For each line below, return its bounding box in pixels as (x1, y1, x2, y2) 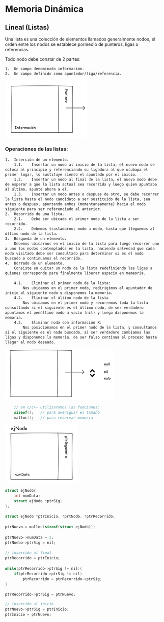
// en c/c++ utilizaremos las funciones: (14, 405, 100, 410)
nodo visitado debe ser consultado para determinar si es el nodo (5, 251, 144, 256)
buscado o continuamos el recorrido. (5, 256, 82, 261)
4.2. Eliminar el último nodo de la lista (14, 295, 109, 300)
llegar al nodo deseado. (5, 340, 56, 345)
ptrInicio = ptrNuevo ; (5, 612, 52, 617)
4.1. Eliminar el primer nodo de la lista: (14, 281, 111, 286)
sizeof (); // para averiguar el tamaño (14, 410, 100, 415)
